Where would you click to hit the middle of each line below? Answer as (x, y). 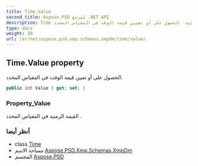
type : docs (19, 28)
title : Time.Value (29, 12)
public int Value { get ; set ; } (46, 88)
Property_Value (29, 103)
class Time (28, 144)
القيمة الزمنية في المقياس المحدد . (44, 116)
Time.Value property (45, 63)
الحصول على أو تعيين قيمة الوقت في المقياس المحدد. (64, 77)
